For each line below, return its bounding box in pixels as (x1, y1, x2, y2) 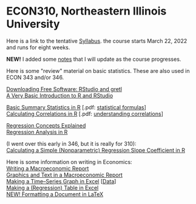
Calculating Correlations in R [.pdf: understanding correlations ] (6, 110, 164, 117)
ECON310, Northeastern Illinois (6, 4, 167, 18)
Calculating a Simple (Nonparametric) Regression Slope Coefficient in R (6, 146, 185, 154)
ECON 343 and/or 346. (6, 73, 64, 81)
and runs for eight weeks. (6, 44, 70, 51)
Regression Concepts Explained (6, 121, 86, 129)
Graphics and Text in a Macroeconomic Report (6, 171, 123, 178)
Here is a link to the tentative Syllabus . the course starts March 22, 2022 (6, 37, 188, 44)
